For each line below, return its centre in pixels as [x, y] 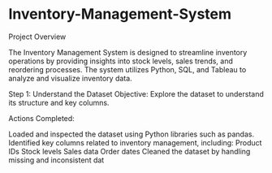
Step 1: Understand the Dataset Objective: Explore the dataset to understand [136, 93]
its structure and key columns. [59, 102]
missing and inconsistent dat [56, 160]
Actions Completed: [41, 118]
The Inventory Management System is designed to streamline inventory [128, 52]
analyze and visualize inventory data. [70, 78]
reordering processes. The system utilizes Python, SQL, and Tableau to [127, 69]
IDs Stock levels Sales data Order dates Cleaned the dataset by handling [130, 151]
